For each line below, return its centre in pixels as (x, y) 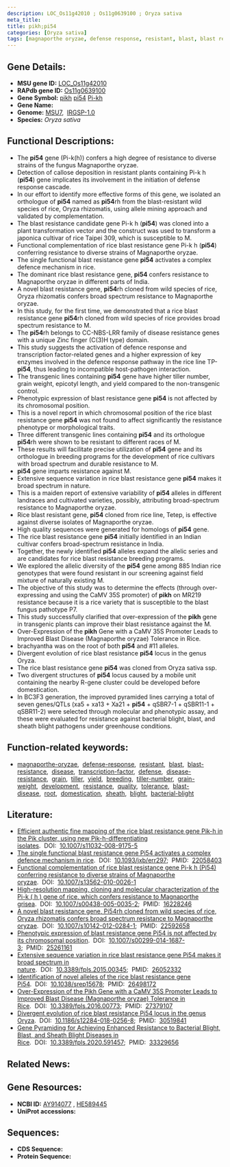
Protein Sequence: (44, 1157)
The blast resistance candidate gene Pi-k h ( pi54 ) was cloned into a (113, 223)
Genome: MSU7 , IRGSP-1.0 (56, 112)
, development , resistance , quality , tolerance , (103, 786)
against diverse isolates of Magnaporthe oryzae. (85, 522)
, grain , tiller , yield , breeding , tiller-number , (111, 778)
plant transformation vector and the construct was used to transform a (116, 230)
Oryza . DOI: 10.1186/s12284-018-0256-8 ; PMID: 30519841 (102, 1021)
